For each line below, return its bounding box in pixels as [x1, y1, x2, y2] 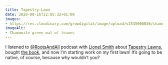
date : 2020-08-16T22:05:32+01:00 [5, 12, 75, 17]
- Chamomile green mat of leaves [5, 30, 75, 35]
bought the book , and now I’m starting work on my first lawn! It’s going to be [5, 49, 162, 55]
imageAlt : [5, 26, 26, 31]
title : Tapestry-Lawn [5, 7, 50, 12]
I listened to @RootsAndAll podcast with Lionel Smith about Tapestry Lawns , [5, 44, 162, 50]
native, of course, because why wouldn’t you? [5, 55, 100, 60]
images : [5, 16, 21, 21]
